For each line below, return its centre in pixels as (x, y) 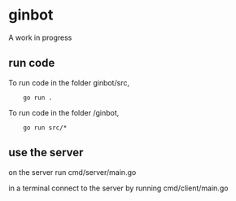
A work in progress (40, 37)
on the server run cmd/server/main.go (72, 172)
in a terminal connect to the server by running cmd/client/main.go (118, 188)
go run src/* (45, 128)
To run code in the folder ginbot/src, (69, 82)
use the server (46, 153)
